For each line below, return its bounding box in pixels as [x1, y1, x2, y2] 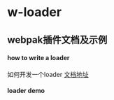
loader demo [7, 87, 45, 95]
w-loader [7, 4, 62, 20]
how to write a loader [7, 54, 70, 62]
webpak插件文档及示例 [7, 34, 108, 45]
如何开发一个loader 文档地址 [7, 70, 89, 78]
